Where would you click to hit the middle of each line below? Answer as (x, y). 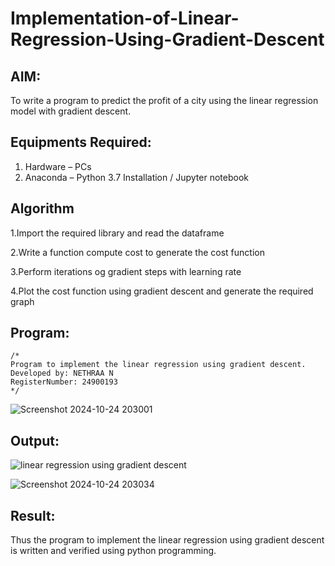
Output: (35, 440)
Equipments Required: (81, 142)
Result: (33, 515)
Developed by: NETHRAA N (62, 373)
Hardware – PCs (58, 166)
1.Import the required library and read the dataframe (117, 233)
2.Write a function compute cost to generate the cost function (137, 252)
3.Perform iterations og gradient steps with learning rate (126, 271)
